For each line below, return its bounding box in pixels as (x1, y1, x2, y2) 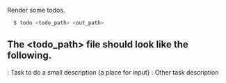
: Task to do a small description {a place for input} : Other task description (7, 68, 219, 76)
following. (7, 50, 52, 61)
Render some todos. (7, 6, 65, 14)
